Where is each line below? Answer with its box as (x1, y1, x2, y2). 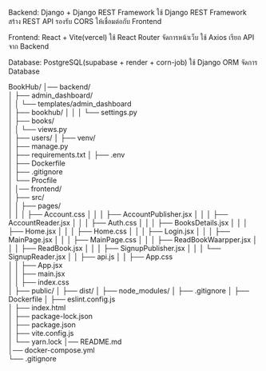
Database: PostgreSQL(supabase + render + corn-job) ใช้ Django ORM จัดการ (8, 58, 258, 67)
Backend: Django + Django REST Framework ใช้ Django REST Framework (8, 8, 248, 17)
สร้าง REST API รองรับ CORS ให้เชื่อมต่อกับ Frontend (8, 17, 162, 26)
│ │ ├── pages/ (8, 201, 62, 210)
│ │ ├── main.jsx (8, 269, 66, 278)
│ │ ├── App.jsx (8, 261, 63, 269)
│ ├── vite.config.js (8, 329, 74, 337)
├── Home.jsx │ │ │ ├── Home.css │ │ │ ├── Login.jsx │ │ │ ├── (8, 226, 230, 236)
